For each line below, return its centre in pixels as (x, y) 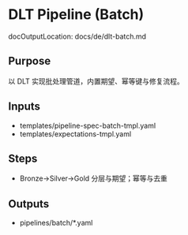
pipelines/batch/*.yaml (56, 223)
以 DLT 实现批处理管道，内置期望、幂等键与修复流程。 (96, 81)
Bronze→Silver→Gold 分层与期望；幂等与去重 (94, 178)
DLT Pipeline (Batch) (76, 15)
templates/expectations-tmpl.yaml (75, 134)
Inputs (24, 107)
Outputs (29, 204)
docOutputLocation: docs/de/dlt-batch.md (77, 36)
